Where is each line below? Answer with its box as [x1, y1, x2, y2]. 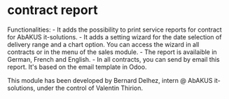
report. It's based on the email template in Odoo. [7, 62, 147, 71]
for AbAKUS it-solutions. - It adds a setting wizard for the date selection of [7, 32, 222, 41]
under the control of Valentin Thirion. [36, 84, 144, 92]
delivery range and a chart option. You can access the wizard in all [7, 40, 200, 48]
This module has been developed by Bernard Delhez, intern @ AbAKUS [7, 76, 213, 84]
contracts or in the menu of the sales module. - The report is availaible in [7, 48, 217, 56]
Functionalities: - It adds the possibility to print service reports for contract [7, 25, 222, 34]
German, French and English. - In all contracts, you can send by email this [7, 55, 220, 63]
